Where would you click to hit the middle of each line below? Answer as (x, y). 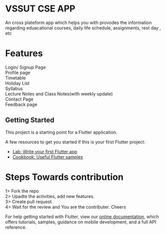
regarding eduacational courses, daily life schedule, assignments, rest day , (83, 27)
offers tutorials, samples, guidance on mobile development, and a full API (81, 222)
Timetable (16, 77)
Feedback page (21, 104)
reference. (16, 227)
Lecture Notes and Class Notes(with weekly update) (59, 93)
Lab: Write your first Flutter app (45, 151)
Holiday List (17, 83)
